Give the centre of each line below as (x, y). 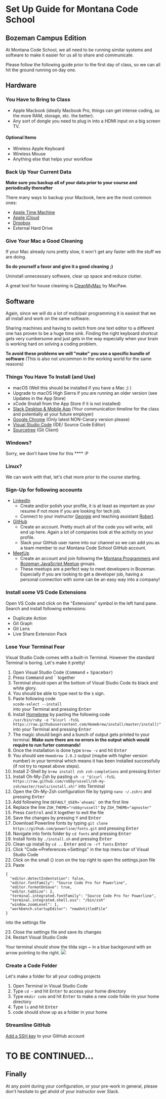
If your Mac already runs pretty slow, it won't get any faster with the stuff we (83, 252)
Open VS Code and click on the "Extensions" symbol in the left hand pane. (82, 603)
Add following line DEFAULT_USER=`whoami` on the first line (71, 802)
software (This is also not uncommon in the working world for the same (79, 359)
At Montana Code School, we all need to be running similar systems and (79, 50)
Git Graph (22, 623)
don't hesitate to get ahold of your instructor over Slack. (62, 1091)
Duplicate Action (30, 618)
